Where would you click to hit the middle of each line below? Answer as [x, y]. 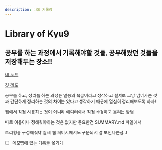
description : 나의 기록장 [29, 9]
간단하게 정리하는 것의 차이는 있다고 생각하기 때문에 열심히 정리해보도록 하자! [83, 101]
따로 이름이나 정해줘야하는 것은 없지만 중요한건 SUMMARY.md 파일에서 [73, 122]
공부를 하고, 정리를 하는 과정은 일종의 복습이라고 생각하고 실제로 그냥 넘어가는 [79, 95]
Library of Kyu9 [37, 33]
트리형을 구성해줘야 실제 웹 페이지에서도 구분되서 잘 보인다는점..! [66, 132]
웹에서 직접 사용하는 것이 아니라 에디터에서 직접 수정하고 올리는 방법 [70, 112]
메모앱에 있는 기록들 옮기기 [38, 143]
